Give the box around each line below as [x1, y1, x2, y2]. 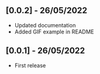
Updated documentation [14, 21, 76, 29]
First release [14, 61, 46, 69]
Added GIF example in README [14, 28, 95, 35]
